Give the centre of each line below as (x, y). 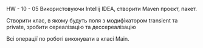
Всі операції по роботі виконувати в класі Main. (68, 39)
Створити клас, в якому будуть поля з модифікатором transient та (92, 20)
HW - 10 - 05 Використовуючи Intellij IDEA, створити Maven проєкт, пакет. (102, 9)
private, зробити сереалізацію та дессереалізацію (71, 27)
